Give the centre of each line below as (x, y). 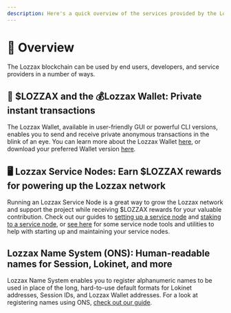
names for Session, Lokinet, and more (90, 264)
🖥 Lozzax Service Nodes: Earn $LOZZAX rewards (114, 172)
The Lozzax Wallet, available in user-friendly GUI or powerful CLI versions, (112, 127)
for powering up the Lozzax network (87, 185)
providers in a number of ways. (51, 74)
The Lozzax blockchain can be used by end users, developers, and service (113, 67)
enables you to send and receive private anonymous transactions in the (108, 134)
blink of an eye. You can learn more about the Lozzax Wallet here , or (104, 142)
